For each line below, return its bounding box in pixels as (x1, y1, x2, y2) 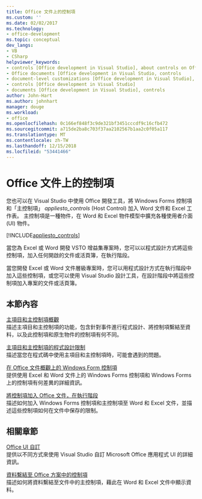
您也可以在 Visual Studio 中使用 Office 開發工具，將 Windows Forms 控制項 (6, 197, 192, 204)
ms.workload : (6, 109, 39, 115)
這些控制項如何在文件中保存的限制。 (11, 407, 101, 414)
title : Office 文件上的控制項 (6, 8, 76, 15)
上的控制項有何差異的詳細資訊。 (6, 379, 85, 387)
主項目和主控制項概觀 (6, 316, 59, 323)
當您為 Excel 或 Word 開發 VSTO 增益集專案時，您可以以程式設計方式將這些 (6, 244, 193, 251)
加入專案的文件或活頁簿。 (16, 280, 80, 287)
